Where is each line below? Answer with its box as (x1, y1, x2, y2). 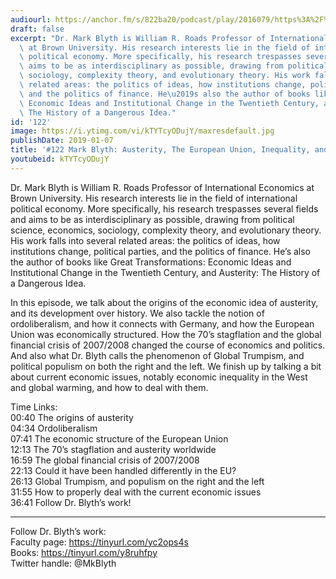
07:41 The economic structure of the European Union (10, 432, 229, 445)
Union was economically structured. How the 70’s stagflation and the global (10, 328, 322, 340)
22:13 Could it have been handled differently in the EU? (10, 464, 237, 476)
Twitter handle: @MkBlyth (10, 557, 117, 569)
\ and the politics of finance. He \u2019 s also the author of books (19, 89, 311, 99)
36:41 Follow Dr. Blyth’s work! (10, 496, 132, 508)
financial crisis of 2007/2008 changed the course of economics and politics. (10, 339, 326, 351)
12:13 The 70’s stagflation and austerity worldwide (10, 443, 217, 455)
